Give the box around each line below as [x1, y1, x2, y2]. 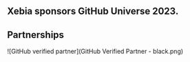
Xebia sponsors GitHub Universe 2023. [7, 6, 179, 17]
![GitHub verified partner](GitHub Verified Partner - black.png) [7, 48, 184, 56]
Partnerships [7, 29, 64, 41]
